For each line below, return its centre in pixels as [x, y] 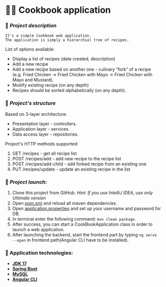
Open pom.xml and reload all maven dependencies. [65, 203]
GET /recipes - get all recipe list [44, 153]
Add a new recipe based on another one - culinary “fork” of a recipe [82, 69]
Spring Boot [25, 269]
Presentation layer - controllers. [44, 124]
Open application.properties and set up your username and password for [86, 209]
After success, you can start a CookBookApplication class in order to [82, 224]
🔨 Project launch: [26, 182]
